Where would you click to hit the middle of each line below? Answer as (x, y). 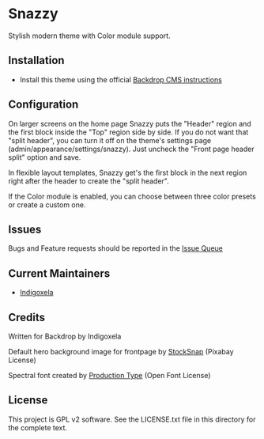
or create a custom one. (47, 204)
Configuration (43, 105)
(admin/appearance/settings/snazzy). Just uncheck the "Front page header (131, 149)
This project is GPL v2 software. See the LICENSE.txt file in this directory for (132, 419)
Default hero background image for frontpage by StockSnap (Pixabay (121, 352)
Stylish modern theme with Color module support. (90, 36)
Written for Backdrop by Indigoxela (65, 336)
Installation (36, 61)
